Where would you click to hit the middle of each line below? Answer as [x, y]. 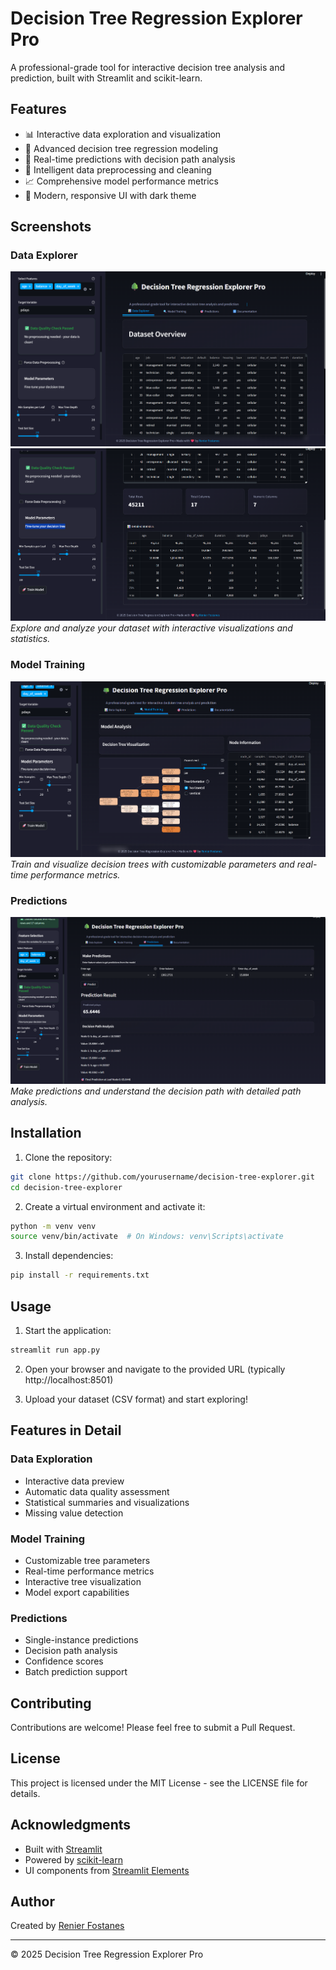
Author [32, 1902]
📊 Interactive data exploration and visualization [123, 134]
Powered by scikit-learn [73, 1859]
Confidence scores [64, 1661]
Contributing [51, 1703]
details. [25, 1793]
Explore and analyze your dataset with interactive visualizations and [151, 628]
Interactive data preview [74, 1481]
